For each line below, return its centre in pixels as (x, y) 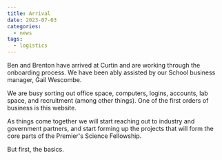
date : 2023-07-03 (32, 20)
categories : (24, 26)
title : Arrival (29, 13)
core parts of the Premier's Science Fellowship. (74, 136)
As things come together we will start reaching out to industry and (101, 121)
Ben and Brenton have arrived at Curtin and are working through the (104, 65)
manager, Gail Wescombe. (44, 80)
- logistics (31, 46)
